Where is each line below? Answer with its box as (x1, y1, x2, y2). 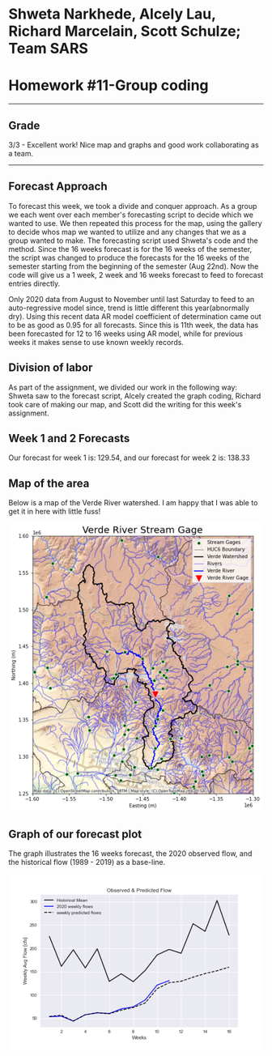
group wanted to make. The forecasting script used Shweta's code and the (8, 236, 258, 245)
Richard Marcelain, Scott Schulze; (8, 22, 241, 40)
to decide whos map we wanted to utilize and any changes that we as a (8, 227, 247, 236)
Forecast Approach (8, 180, 108, 194)
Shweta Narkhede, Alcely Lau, (8, 5, 216, 23)
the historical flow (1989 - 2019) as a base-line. (8, 858, 166, 867)
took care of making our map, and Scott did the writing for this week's (8, 399, 242, 409)
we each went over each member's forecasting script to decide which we (8, 210, 253, 219)
